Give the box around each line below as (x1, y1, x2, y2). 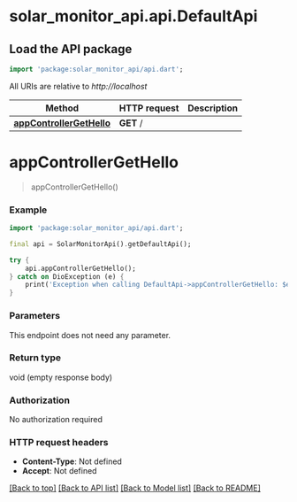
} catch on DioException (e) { (9, 272, 125, 281)
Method (45, 102, 80, 114)
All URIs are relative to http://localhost (9, 81, 148, 91)
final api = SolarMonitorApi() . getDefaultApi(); (9, 239, 192, 249)
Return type (9, 351, 62, 364)
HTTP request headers (9, 436, 109, 449)
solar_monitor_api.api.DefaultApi (9, 6, 258, 27)
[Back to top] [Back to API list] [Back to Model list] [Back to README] (9, 483, 261, 493)
